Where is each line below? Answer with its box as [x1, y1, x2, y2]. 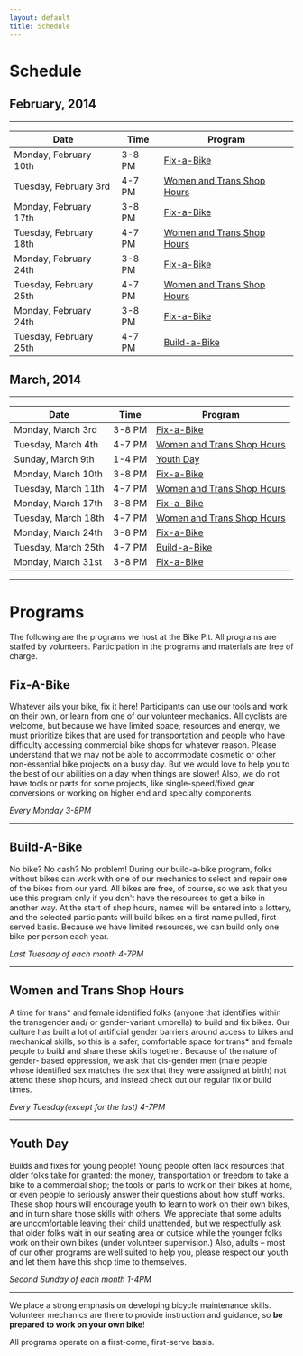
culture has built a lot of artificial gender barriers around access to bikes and [9, 1026, 294, 1037]
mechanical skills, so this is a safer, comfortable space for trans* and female [9, 1036, 293, 1047]
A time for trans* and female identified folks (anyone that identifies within [9, 1007, 281, 1018]
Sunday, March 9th [14, 453, 95, 466]
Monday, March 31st [14, 556, 103, 569]
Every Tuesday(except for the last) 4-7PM [9, 1101, 166, 1112]
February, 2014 [9, 97, 96, 112]
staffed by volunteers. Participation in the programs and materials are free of [9, 641, 294, 652]
